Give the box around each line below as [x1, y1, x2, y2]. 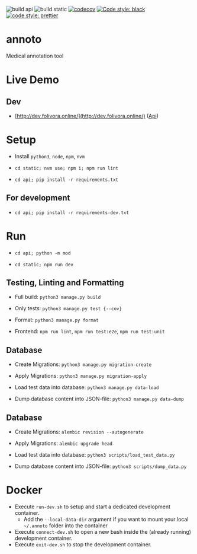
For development [6, 193, 70, 203]
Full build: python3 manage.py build [14, 294, 101, 301]
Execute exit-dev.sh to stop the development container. [14, 541, 152, 548]
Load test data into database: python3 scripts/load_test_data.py [14, 451, 175, 459]
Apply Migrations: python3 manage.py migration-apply [14, 372, 147, 380]
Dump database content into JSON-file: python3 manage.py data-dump [14, 395, 185, 403]
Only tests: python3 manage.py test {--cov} [14, 305, 122, 312]
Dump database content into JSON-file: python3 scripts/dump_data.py [14, 463, 187, 470]
